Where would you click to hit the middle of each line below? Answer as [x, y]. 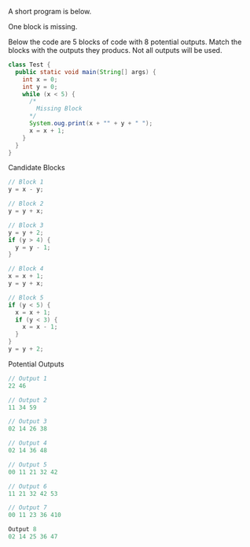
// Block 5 [26, 298]
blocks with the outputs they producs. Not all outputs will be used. [115, 50]
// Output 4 [28, 443]
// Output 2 [28, 400]
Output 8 [22, 530]
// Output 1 [28, 378]
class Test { [29, 65]
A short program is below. [50, 11]
